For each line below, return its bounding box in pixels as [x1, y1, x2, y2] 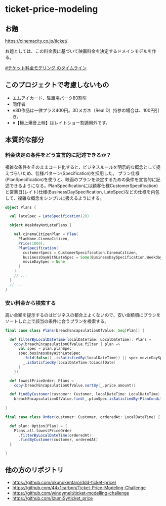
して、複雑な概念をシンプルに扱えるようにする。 [5, 195, 105, 201]
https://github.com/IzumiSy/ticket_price [12, 495, 93, 501]
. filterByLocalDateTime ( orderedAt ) [18, 433, 92, 438]
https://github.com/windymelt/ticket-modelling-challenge [12, 490, 129, 496]
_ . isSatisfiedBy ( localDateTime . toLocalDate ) [23, 360, 116, 365]
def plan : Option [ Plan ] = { [9, 423, 68, 429]
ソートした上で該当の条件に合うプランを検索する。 [5, 318, 109, 324]
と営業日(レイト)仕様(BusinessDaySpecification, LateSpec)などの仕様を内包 [5, 189, 160, 194]
